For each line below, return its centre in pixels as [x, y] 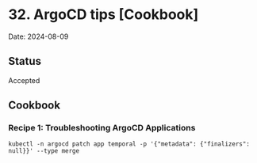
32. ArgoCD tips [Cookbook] [104, 15]
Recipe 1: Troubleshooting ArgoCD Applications [102, 128]
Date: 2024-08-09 [38, 36]
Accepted [24, 80]
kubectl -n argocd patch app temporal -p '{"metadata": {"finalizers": [129, 144]
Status [25, 61]
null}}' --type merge [44, 151]
